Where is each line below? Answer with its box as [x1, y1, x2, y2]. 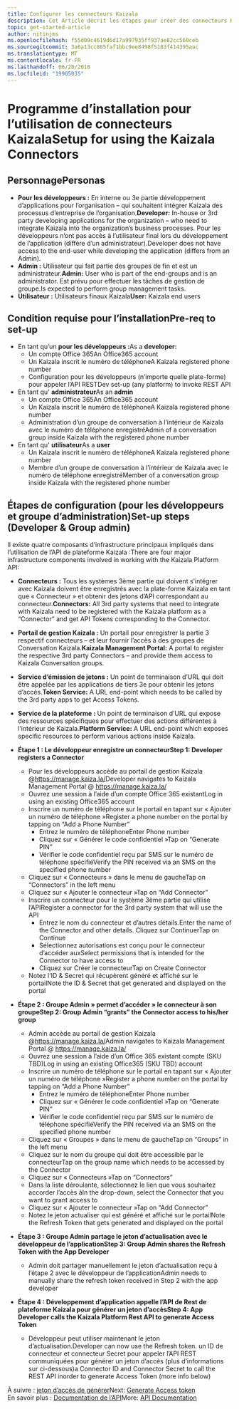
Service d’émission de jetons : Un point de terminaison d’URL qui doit [17, 672, 224, 681]
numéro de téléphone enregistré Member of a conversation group [28, 471, 219, 479]
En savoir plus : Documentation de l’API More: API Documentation [7, 1393, 197, 1402]
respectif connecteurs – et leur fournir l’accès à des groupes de [17, 636, 204, 645]
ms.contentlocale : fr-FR [7, 57, 81, 64]
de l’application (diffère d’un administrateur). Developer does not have [17, 239, 221, 247]
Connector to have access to [38, 956, 124, 965]
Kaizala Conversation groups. [17, 659, 105, 667]
